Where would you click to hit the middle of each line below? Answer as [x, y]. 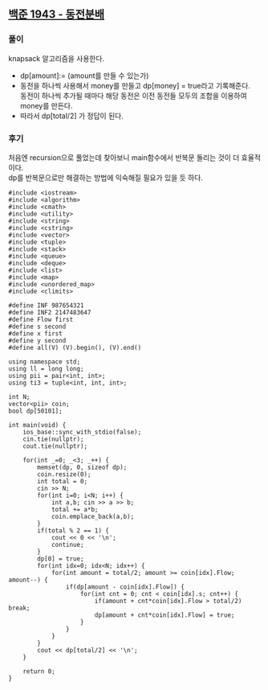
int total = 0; [63, 481]
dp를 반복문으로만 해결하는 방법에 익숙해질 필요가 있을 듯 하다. [106, 177]
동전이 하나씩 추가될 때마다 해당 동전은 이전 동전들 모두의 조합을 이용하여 [133, 96]
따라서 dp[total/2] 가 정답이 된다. [72, 116]
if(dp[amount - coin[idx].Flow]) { [125, 587]
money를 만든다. [46, 105]
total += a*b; [75, 509]
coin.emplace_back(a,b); [93, 516]
